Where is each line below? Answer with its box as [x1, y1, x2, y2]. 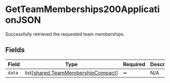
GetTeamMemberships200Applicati [5, 4, 160, 15]
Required [123, 61, 146, 68]
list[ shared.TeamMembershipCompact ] [24, 69, 118, 76]
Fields [5, 46, 25, 54]
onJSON [5, 14, 41, 26]
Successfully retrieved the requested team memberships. [5, 31, 125, 37]
